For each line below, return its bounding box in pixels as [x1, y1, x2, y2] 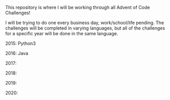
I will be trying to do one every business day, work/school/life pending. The [5, 20, 164, 26]
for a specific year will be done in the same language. [5, 31, 118, 36]
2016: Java [5, 51, 29, 56]
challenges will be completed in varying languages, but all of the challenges [5, 25, 165, 31]
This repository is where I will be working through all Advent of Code [5, 5, 150, 10]
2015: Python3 [5, 40, 36, 46]
